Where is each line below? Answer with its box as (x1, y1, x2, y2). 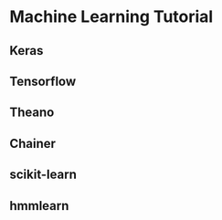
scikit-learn (9, 167, 78, 183)
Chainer (9, 135, 57, 152)
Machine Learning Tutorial (9, 6, 214, 27)
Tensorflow (9, 73, 77, 89)
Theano (9, 105, 55, 120)
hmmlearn (9, 198, 69, 214)
